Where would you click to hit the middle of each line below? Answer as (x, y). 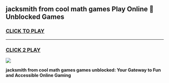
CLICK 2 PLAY (23, 50)
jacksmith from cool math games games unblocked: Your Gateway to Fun (83, 70)
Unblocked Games (35, 17)
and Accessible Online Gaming (38, 75)
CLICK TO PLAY (25, 31)
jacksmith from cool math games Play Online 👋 (80, 9)
